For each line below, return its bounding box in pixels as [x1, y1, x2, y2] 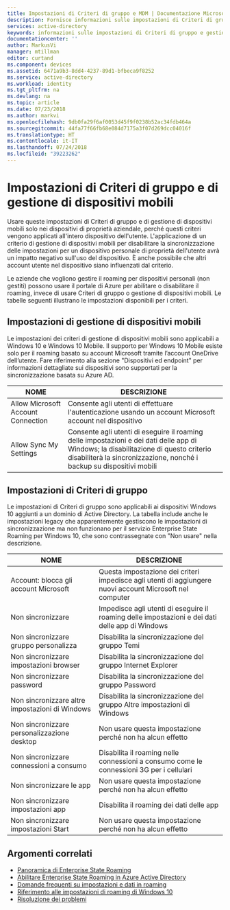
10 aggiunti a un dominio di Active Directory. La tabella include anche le [7, 510, 209, 518]
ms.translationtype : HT [7, 131, 75, 138]
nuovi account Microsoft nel [99, 584, 189, 594]
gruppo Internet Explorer [99, 660, 178, 670]
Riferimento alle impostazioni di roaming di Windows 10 [16, 888, 173, 896]
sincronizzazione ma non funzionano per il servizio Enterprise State [7, 524, 198, 533]
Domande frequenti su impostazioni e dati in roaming [16, 880, 167, 889]
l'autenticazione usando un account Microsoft [67, 407, 216, 417]
